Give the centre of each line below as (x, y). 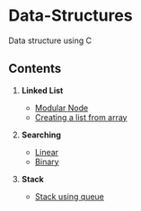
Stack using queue (70, 196)
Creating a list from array (81, 117)
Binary (47, 162)
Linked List (42, 90)
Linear (47, 152)
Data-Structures (70, 16)
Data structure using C (50, 40)
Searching (41, 135)
